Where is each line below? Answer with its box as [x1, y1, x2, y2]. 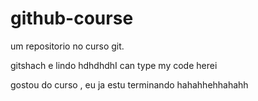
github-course [10, 7, 134, 30]
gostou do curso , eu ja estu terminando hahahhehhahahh [10, 78, 249, 91]
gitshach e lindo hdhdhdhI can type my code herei [10, 59, 218, 71]
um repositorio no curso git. [10, 40, 125, 52]
